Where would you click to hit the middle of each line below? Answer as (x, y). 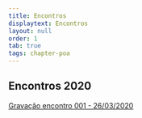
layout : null (30, 31)
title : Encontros (38, 16)
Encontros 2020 (50, 86)
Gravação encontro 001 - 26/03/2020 (71, 105)
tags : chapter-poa (39, 53)
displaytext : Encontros (48, 23)
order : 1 (23, 38)
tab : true (25, 46)
